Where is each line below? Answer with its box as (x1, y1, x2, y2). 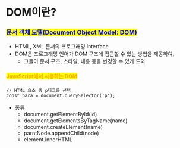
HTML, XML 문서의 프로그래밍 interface (14, 43, 109, 50)
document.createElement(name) (23, 123, 103, 130)
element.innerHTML (23, 135, 73, 143)
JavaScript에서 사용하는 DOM (6, 73, 78, 80)
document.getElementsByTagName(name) (23, 117, 128, 124)
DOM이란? (6, 5, 57, 19)
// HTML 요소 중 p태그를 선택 (6, 87, 71, 93)
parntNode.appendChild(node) (23, 129, 99, 137)
